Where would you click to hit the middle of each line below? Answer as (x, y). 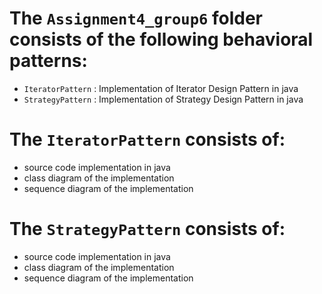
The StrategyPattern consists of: (147, 229)
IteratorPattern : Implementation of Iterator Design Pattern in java (161, 88)
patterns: (48, 61)
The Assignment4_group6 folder (136, 18)
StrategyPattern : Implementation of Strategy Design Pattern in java (163, 99)
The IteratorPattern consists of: (147, 139)
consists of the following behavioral (161, 39)
